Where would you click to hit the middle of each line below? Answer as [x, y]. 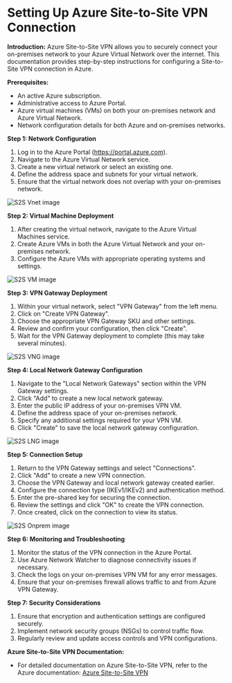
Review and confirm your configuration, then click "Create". [102, 328]
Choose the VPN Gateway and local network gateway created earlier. [116, 483]
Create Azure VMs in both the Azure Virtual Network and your [105, 243]
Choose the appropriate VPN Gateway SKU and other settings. [106, 321]
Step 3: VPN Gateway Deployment [57, 293]
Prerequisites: [28, 82]
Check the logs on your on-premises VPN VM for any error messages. [117, 574]
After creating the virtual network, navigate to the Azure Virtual [107, 229]
